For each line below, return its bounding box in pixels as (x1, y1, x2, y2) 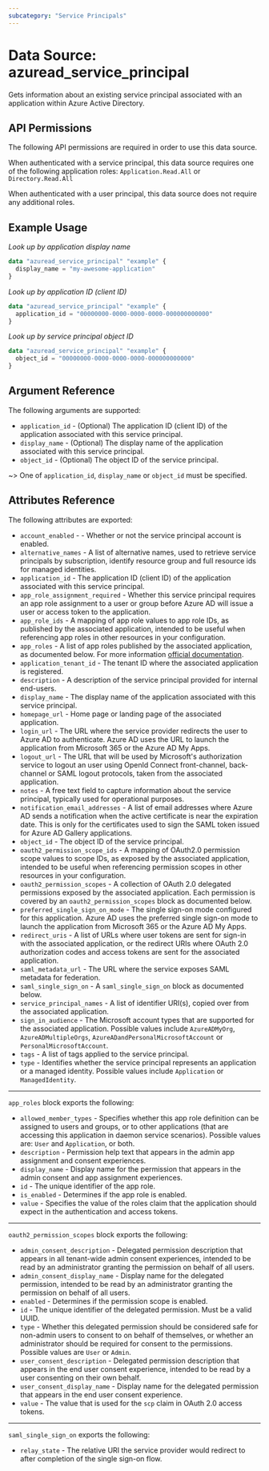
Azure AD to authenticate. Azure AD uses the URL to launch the (19, 734, 230, 744)
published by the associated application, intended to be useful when (19, 623, 246, 633)
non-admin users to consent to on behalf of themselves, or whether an (19, 1330, 254, 1340)
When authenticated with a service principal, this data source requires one (8, 158, 255, 168)
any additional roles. (8, 198, 75, 207)
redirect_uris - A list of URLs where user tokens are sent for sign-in (19, 930, 247, 940)
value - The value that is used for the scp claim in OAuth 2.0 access (19, 1398, 243, 1408)
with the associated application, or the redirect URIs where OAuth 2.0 (19, 938, 249, 948)
